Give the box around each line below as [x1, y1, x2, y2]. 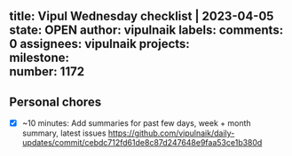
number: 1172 [9, 64, 85, 80]
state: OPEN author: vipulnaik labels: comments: [9, 23, 284, 38]
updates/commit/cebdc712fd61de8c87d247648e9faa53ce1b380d [21, 137, 263, 148]
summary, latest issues [21, 128, 107, 138]
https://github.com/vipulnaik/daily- [107, 128, 235, 138]
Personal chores [9, 94, 102, 109]
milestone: [9, 51, 69, 66]
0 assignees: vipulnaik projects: [9, 36, 191, 51]
